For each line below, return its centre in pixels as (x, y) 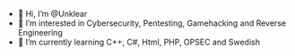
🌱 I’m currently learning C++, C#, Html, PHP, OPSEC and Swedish (139, 42)
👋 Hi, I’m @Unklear (52, 14)
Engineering (40, 32)
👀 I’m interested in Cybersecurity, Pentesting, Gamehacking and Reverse (152, 23)
